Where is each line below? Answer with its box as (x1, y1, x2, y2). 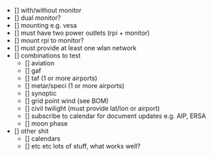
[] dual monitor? (14, 13, 61, 22)
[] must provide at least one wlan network (14, 44, 137, 52)
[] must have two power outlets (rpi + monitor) (14, 28, 150, 37)
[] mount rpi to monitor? (14, 36, 84, 45)
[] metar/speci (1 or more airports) (24, 82, 125, 90)
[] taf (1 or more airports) (24, 74, 98, 82)
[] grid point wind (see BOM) (24, 97, 109, 105)
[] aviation (24, 59, 55, 67)
